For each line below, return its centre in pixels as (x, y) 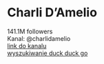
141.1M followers (30, 31)
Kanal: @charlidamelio (39, 38)
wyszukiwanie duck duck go (48, 53)
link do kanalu (27, 46)
